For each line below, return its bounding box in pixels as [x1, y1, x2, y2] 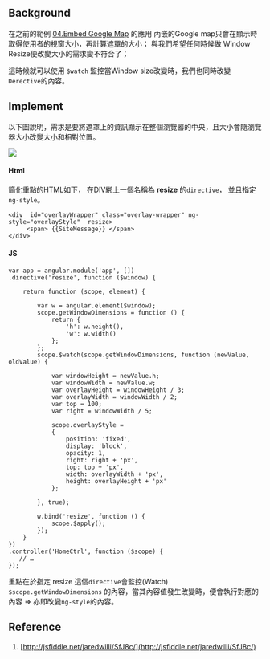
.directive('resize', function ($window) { [8, 274, 157, 282]
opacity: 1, [65, 450, 106, 458]
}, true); [37, 498, 70, 506]
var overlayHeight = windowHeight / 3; [51, 386, 185, 394]
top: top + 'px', [65, 463, 125, 472]
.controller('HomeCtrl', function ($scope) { [8, 547, 163, 556]
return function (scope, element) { [22, 288, 146, 296]
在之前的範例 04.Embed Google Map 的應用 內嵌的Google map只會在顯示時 [8, 28, 258, 39]
